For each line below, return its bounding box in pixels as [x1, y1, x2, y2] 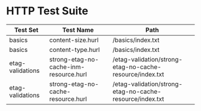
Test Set [14, 26, 39, 34]
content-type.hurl [49, 45, 100, 54]
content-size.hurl [49, 36, 99, 44]
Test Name [62, 26, 94, 34]
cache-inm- [49, 63, 85, 71]
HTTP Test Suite [6, 4, 89, 18]
